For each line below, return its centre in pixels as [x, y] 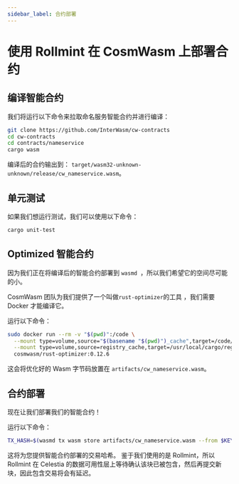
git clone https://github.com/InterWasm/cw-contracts [89, 130]
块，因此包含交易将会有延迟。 [51, 473]
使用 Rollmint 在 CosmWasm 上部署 [112, 51]
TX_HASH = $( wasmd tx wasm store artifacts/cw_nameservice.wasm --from [113, 440]
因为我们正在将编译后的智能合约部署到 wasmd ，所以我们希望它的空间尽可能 [117, 273]
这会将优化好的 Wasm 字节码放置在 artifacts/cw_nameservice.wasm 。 [109, 369]
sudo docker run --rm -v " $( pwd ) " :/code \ [71, 334]
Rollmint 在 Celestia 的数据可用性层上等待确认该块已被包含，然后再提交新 [115, 464]
